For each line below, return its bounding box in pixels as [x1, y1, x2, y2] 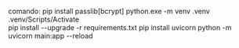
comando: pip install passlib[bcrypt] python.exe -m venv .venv [8, 7, 210, 15]
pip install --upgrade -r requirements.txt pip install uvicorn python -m [8, 23, 232, 32]
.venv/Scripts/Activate [8, 15, 80, 24]
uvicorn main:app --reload [8, 31, 93, 40]
